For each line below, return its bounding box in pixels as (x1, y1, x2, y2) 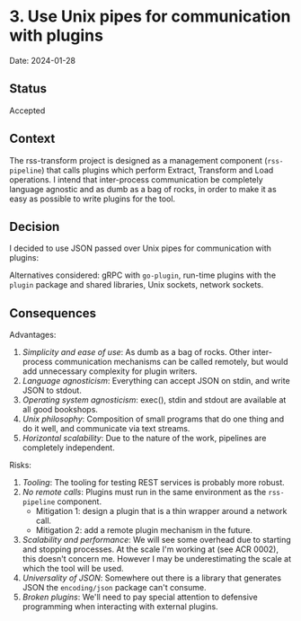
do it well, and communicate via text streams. (22, 423, 190, 434)
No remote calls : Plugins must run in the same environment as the (22, 487, 267, 498)
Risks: (9, 460, 31, 471)
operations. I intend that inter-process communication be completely (9, 173, 263, 185)
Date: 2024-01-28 (9, 55, 76, 66)
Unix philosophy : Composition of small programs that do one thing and (22, 413, 285, 424)
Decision (9, 218, 60, 235)
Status (9, 81, 48, 96)
